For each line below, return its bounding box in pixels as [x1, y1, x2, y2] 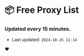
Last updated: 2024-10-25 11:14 [11, 37, 78, 43]
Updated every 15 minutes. [4, 26, 71, 33]
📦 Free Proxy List [4, 4, 79, 16]
